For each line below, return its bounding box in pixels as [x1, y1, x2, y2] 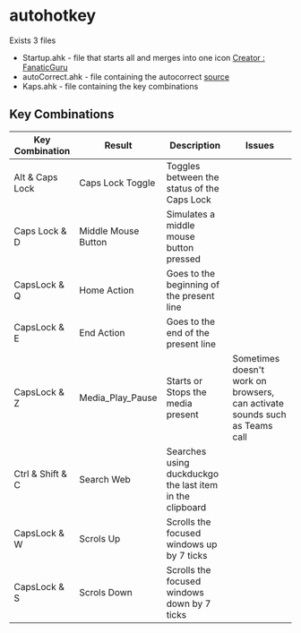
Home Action [79, 284, 134, 296]
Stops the [166, 386, 207, 398]
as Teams [232, 419, 273, 432]
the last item [166, 478, 218, 491]
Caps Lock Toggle [79, 176, 156, 189]
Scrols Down [79, 586, 133, 598]
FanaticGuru [21, 62, 68, 73]
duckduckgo [166, 467, 219, 480]
